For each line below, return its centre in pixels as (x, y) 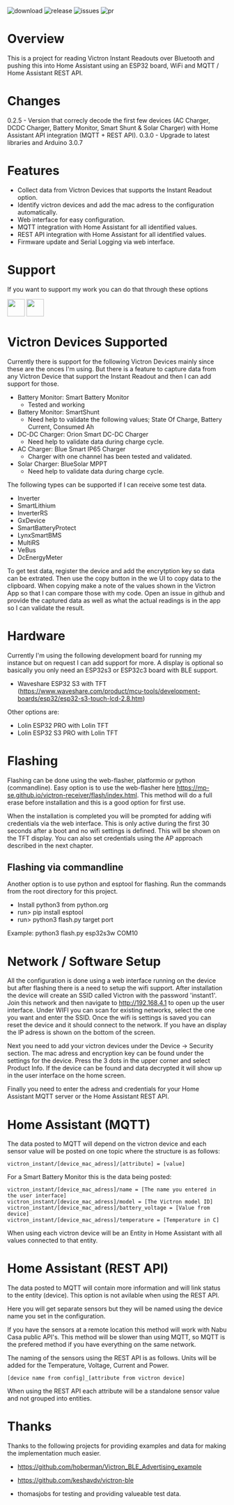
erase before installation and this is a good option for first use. (96, 802)
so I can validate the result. (46, 608)
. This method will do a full (174, 795)
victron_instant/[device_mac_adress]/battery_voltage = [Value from (109, 1208)
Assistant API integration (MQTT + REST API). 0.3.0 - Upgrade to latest (109, 135)
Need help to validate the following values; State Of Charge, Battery (125, 419)
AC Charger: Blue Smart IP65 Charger (71, 449)
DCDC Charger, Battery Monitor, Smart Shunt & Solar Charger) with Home (113, 127)
